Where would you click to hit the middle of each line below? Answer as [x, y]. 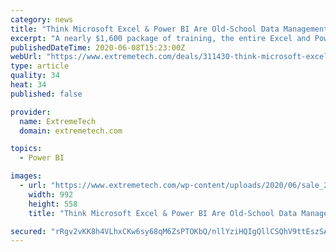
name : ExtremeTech [58, 121]
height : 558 [53, 204]
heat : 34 [28, 85]
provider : [31, 112]
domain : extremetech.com [71, 131]
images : [26, 176]
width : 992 [51, 194]
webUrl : [26, 57]
